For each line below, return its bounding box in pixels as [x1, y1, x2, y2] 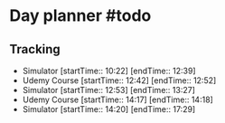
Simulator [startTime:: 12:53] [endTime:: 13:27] [22, 85, 196, 95]
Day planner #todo [9, 5, 152, 26]
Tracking [9, 42, 61, 57]
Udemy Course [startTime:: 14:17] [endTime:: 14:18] [22, 94, 214, 105]
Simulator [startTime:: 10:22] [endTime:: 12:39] [22, 65, 196, 76]
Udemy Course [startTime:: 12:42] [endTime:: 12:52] [22, 75, 217, 86]
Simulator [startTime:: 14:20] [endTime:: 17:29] [22, 104, 196, 114]
